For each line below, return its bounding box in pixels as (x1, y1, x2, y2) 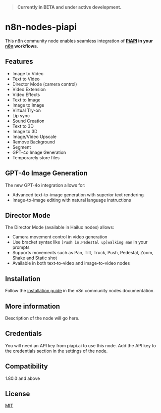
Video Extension (12, 86, 46, 92)
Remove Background (12, 138, 55, 145)
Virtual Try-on (12, 107, 41, 113)
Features (5, 57, 33, 66)
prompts (12, 244, 30, 250)
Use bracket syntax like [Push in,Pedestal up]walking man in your (12, 239, 148, 245)
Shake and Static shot (12, 255, 57, 261)
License (5, 390, 30, 398)
